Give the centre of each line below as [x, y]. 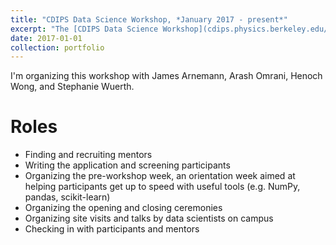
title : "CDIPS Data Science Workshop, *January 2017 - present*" [149, 19]
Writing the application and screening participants [127, 165]
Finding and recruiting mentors [88, 155]
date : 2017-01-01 [46, 38]
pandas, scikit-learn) [67, 197]
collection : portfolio [57, 47]
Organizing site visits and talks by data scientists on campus [149, 218]
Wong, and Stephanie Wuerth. [72, 87]
